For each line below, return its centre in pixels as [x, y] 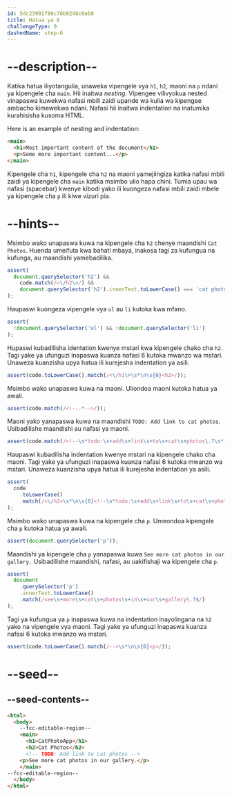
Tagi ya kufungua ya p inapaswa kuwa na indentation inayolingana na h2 [109, 619]
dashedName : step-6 [35, 33]
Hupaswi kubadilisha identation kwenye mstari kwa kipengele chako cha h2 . [115, 348]
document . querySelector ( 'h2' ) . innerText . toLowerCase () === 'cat [114, 290]
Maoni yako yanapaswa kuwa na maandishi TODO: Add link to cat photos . [114, 421]
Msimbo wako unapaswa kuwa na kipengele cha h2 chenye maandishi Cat [112, 243]
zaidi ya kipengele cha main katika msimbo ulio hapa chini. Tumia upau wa [112, 181]
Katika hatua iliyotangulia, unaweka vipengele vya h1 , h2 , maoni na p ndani [113, 86]
